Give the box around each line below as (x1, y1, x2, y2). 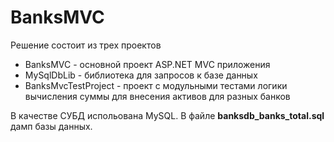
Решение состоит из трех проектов (10, 39, 162, 51)
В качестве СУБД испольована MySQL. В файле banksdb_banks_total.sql (10, 109, 325, 121)
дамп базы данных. (10, 120, 93, 132)
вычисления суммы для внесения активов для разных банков (24, 90, 291, 102)
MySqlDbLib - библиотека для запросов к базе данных (24, 69, 258, 81)
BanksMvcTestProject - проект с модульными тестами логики (24, 79, 288, 91)
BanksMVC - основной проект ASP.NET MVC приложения (24, 58, 271, 70)
